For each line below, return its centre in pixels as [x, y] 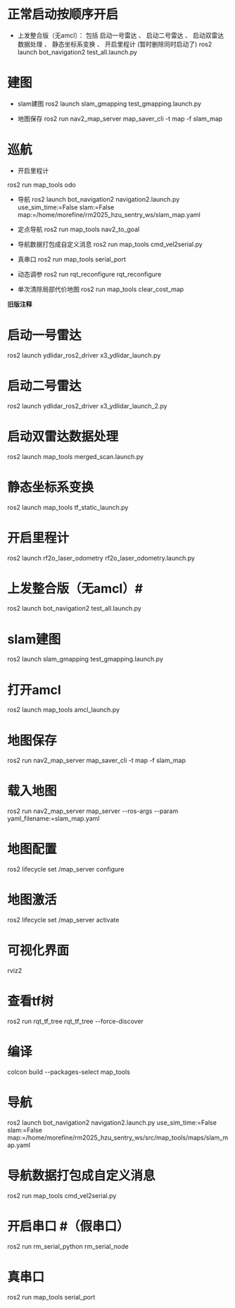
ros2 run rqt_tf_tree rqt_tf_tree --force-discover [76, 1021]
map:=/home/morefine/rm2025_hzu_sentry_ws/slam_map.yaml [109, 214]
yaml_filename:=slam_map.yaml [53, 819]
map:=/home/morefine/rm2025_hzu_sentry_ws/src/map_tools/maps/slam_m [118, 1137]
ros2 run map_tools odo [42, 185]
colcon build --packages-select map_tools [69, 1072]
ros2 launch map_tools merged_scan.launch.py [76, 456]
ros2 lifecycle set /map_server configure [66, 869]
